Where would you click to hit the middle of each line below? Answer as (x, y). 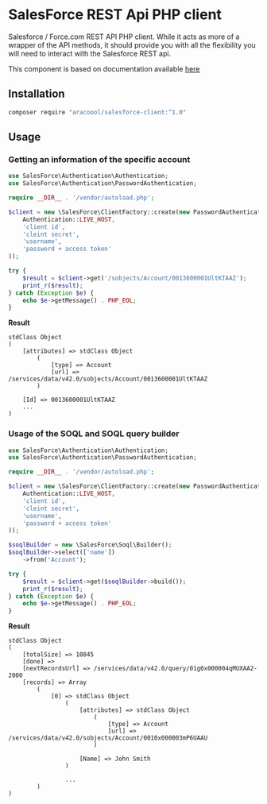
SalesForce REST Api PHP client (115, 15)
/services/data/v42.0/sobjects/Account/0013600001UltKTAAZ (108, 379)
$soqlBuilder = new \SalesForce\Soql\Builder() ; (90, 545)
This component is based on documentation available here (104, 68)
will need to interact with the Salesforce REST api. (90, 53)
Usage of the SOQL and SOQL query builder (94, 434)
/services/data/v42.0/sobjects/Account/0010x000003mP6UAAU (108, 738)
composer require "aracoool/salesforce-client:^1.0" (97, 112)
